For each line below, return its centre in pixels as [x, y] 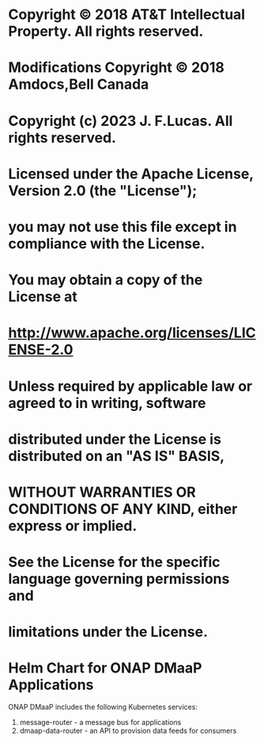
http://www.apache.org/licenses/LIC [132, 333]
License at [43, 297]
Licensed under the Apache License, [131, 174]
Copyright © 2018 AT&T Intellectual [127, 15]
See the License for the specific [114, 562]
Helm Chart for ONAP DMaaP [105, 668]
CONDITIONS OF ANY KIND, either [123, 509]
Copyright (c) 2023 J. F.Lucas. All [121, 121]
